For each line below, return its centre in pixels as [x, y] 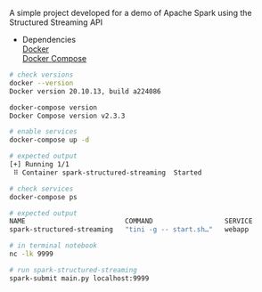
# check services [41, 189]
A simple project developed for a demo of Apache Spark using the [131, 13]
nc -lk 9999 [31, 254]
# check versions [41, 75]
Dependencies [49, 40]
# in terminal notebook [53, 246]
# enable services [43, 132]
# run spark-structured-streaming [74, 270]
